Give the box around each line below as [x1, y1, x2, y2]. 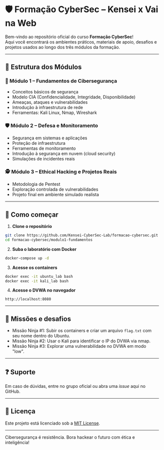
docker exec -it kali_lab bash [5, 278, 69, 284]
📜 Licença [5, 407, 36, 416]
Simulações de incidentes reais [12, 156, 75, 161]
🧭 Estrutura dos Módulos [5, 63, 82, 71]
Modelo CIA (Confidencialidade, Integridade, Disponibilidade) [12, 94, 136, 100]
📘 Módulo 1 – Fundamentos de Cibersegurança [5, 78, 117, 85]
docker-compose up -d [5, 255, 49, 261]
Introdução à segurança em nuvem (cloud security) [12, 150, 116, 157]
